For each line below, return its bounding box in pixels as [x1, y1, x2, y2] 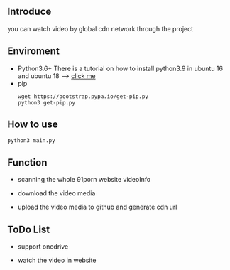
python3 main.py [7, 137, 55, 144]
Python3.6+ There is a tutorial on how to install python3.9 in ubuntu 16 [17, 64, 224, 72]
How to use [7, 119, 58, 131]
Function [7, 156, 48, 168]
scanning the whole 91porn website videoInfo [17, 175, 151, 184]
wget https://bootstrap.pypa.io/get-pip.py [17, 92, 149, 100]
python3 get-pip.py [17, 99, 76, 106]
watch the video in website [17, 256, 97, 265]
